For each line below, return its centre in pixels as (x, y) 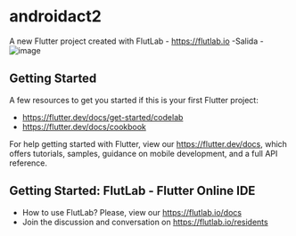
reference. (28, 163)
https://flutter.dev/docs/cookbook (84, 126)
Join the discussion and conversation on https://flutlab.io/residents (145, 222)
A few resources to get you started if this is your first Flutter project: (134, 100)
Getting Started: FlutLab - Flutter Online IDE (132, 191)
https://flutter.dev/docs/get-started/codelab (103, 117)
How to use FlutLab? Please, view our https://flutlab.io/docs (132, 212)
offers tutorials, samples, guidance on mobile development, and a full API (144, 153)
